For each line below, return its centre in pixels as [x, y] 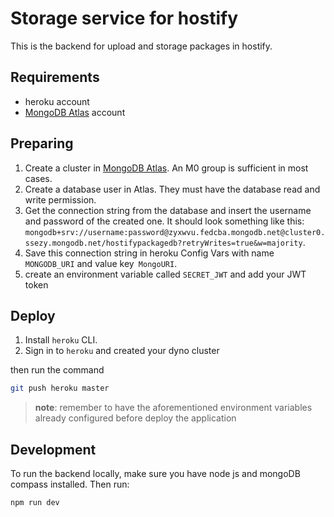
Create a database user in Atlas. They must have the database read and [172, 189]
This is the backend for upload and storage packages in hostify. [141, 46]
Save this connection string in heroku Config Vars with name [149, 253]
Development [53, 449]
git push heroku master [60, 388]
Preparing [42, 143]
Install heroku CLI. [61, 340]
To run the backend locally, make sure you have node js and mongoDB [155, 474]
